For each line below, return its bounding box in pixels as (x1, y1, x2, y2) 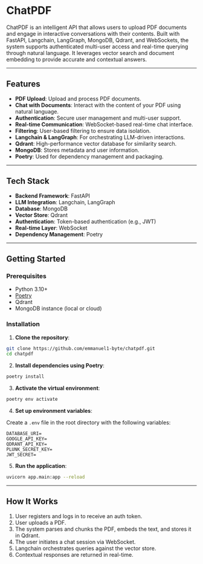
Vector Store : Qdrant (14, 211, 68, 218)
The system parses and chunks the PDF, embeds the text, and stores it (14, 525, 192, 533)
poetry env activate (6, 397, 59, 403)
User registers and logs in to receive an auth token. (14, 512, 143, 520)
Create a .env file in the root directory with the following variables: (6, 419, 171, 426)
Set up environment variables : (14, 407, 92, 415)
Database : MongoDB (14, 205, 68, 212)
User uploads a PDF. (14, 519, 66, 526)
